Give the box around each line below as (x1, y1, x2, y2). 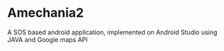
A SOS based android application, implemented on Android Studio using (7, 28, 218, 36)
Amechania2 (7, 5, 84, 21)
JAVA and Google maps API (7, 35, 89, 43)
